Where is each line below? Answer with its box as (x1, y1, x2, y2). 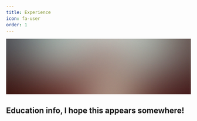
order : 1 (6, 22, 28, 27)
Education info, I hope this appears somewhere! (6, 106, 185, 116)
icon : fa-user (6, 15, 41, 22)
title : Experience (6, 9, 51, 15)
